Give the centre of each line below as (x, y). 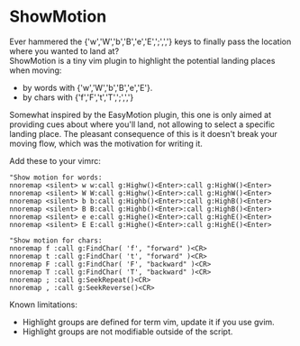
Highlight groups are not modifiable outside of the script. (127, 332)
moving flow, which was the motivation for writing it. (106, 143)
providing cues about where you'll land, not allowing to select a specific (142, 124)
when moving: (36, 70)
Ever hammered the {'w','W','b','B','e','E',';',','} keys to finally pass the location (150, 41)
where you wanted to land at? (64, 50)
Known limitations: (44, 305)
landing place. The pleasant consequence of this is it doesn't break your (143, 133)
